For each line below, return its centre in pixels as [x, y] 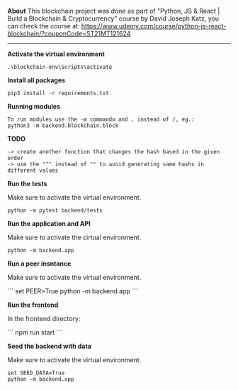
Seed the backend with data [50, 346]
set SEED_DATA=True [36, 373]
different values [33, 170]
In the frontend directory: [44, 319]
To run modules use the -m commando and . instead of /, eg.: [101, 119]
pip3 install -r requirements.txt [58, 93]
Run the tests [27, 184]
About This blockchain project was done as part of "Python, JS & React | [114, 11]
